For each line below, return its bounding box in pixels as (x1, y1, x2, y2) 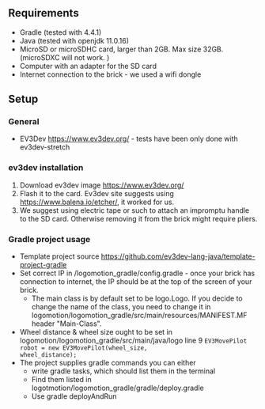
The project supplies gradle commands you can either (19, 358, 196, 367)
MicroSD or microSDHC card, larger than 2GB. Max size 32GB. (19, 44, 224, 54)
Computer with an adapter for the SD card (19, 61, 157, 70)
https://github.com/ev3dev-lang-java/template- (100, 252, 256, 261)
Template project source (19, 252, 100, 261)
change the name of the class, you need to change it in (31, 301, 211, 311)
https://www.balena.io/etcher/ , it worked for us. (19, 197, 175, 206)
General (8, 116, 40, 127)
